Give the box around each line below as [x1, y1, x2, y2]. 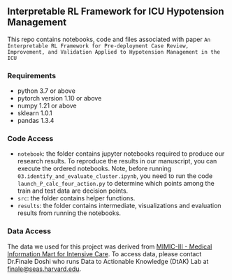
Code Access [7, 134, 54, 144]
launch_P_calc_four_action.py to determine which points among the [17, 179, 215, 188]
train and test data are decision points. [17, 186, 129, 195]
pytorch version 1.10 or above [17, 94, 102, 103]
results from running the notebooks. [17, 209, 121, 217]
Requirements [7, 71, 57, 80]
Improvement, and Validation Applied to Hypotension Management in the [7, 48, 220, 55]
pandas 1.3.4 [17, 117, 55, 125]
